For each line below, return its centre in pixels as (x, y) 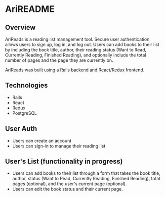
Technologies (27, 85)
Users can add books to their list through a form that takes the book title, (86, 173)
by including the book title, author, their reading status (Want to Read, (76, 50)
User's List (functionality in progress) (64, 162)
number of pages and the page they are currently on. (59, 60)
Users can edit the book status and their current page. (67, 189)
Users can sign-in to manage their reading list (59, 146)
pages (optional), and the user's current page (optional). (69, 184)
